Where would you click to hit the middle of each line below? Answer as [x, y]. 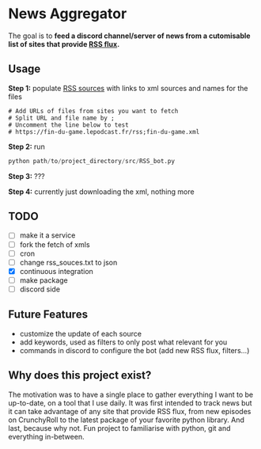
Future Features [48, 315]
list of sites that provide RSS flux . [64, 44]
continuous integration [56, 271]
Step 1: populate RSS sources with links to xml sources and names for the [128, 88]
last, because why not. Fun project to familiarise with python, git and [119, 428]
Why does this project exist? [80, 376]
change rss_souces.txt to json [68, 262]
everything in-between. [46, 436]
